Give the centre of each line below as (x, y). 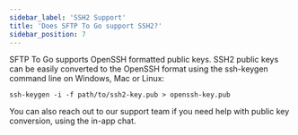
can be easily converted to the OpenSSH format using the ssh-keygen (139, 69)
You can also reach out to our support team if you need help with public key (149, 112)
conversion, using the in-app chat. (73, 121)
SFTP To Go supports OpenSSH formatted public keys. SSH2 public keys (144, 60)
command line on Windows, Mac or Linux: (87, 79)
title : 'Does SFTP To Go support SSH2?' (86, 26)
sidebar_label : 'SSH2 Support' (68, 17)
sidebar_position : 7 (48, 34)
